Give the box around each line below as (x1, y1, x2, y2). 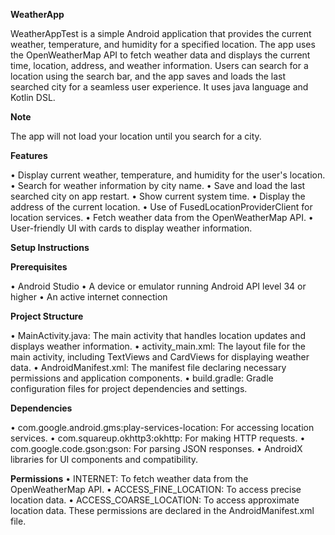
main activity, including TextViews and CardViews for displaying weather (10, 351, 310, 363)
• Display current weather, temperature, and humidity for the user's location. (10, 169, 326, 181)
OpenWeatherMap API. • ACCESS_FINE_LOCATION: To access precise (10, 484, 302, 495)
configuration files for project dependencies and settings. (10, 383, 248, 394)
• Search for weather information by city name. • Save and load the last (10, 180, 306, 191)
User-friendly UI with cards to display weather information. (10, 222, 253, 234)
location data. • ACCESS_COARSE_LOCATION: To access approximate (10, 494, 300, 506)
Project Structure (10, 310, 84, 322)
